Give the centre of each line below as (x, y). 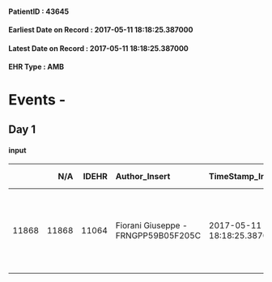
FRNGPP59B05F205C (158, 236)
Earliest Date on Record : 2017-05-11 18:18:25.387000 (101, 30)
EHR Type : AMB (36, 67)
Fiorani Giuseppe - (151, 225)
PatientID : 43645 (39, 11)
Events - (37, 99)
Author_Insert (143, 177)
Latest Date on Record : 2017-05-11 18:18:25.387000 (98, 48)
